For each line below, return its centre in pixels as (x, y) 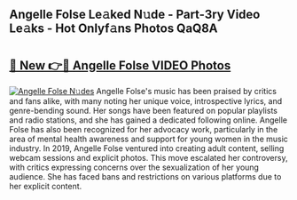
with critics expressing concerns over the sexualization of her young (134, 167)
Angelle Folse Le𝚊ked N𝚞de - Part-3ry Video (135, 15)
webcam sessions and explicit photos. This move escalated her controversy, (148, 158)
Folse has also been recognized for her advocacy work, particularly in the (144, 129)
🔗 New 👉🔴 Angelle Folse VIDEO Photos (120, 65)
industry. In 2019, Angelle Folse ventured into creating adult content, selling (147, 148)
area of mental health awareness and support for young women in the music (148, 139)
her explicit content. (46, 186)
